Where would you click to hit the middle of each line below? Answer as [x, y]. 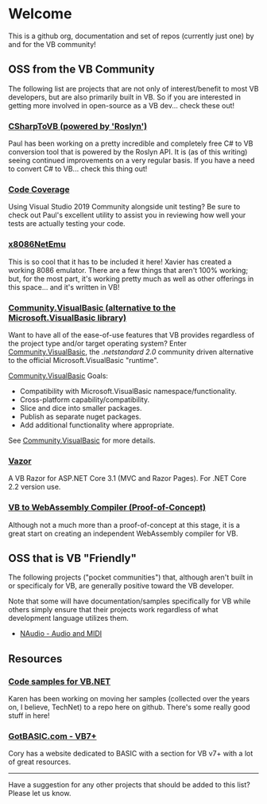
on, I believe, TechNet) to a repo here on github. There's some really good [129, 707]
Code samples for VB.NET [60, 681]
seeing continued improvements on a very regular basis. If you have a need [132, 161]
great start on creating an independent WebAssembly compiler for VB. [123, 533]
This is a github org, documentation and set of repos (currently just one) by [131, 36]
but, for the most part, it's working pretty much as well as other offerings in [131, 279]
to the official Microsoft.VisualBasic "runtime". [83, 360]
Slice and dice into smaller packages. [81, 408]
